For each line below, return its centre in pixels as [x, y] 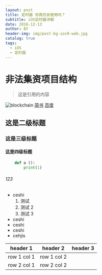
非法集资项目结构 [41, 79]
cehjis [19, 235]
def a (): [25, 163]
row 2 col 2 [54, 265]
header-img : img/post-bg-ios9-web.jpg [46, 34]
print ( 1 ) [33, 168]
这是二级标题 [25, 123]
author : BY [17, 29]
